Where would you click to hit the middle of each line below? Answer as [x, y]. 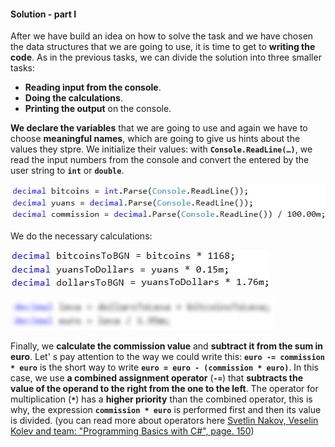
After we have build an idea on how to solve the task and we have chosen [162, 36]
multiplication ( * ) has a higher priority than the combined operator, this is [161, 399]
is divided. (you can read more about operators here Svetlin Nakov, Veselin [164, 421]
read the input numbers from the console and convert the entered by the [160, 160]
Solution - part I [43, 14]
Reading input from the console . [93, 87]
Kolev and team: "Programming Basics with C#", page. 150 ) [132, 431]
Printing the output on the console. [98, 109]
